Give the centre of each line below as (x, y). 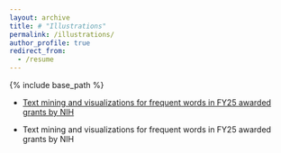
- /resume (36, 59)
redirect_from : (38, 51)
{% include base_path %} (57, 85)
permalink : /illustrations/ (62, 34)
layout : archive (40, 18)
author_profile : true (50, 43)
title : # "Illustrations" (58, 26)
